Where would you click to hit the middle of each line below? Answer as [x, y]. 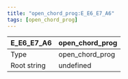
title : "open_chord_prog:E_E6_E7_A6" [61, 13]
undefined [75, 65]
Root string [28, 65]
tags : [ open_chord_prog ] [42, 20]
